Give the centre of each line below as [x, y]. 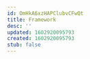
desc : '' [19, 26]
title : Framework [32, 20]
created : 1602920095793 [41, 39]
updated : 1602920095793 [41, 32]
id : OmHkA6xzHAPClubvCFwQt [45, 13]
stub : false [24, 45]
